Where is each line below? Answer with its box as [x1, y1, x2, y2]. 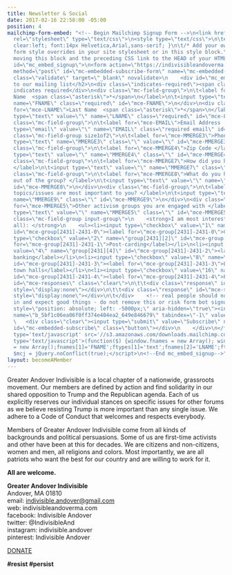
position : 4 [7, 23, 41, 30]
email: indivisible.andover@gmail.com [7, 496, 115, 505]
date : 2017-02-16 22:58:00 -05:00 [7, 17, 107, 23]
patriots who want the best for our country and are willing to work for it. [7, 455, 211, 463]
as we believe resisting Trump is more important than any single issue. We [7, 405, 218, 413]
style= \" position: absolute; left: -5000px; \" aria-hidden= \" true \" [13, 305, 215, 313]
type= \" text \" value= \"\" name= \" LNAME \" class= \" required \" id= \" [13, 113, 212, 119]
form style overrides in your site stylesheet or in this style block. [13, 49, 224, 56]
